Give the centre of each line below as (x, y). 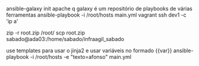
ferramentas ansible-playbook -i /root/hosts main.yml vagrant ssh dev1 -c (97, 15)
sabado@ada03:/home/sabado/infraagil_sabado (65, 39)
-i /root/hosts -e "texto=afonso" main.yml (81, 57)
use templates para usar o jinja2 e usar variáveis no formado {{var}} (89, 51)
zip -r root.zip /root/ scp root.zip (45, 33)
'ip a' (12, 21)
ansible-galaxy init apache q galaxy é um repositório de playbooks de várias (99, 9)
